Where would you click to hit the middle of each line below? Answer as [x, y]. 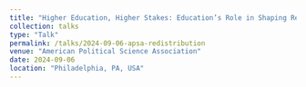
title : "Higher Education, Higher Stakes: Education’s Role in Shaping [148, 18]
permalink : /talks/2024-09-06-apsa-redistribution [107, 43]
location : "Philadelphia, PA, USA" [77, 69]
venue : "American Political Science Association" [106, 52]
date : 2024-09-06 [42, 60]
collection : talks [44, 26]
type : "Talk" [34, 34]
